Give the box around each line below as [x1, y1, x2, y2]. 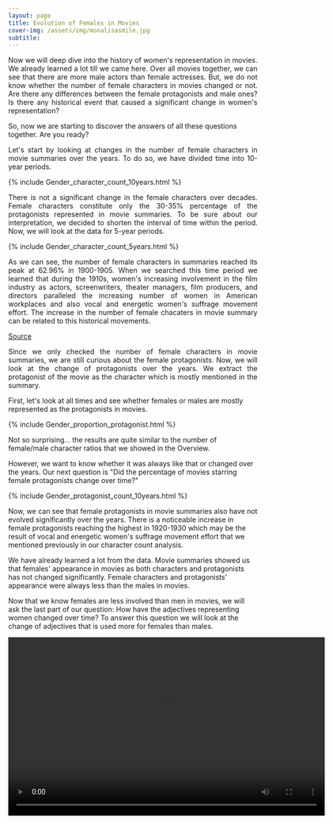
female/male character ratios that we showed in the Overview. [8, 443, 210, 453]
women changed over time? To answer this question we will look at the [8, 613, 239, 623]
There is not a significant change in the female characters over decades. [8, 193, 258, 202]
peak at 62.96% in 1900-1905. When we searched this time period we [8, 266, 258, 275]
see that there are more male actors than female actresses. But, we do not [8, 72, 258, 82]
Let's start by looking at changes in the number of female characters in [8, 145, 258, 155]
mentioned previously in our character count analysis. [8, 540, 184, 550]
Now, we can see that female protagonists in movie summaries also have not [8, 507, 258, 516]
